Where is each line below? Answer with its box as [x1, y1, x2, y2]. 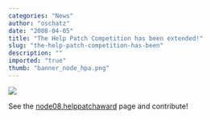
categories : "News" [8, 11, 74, 20]
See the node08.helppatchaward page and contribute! [8, 101, 188, 111]
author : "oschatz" [8, 19, 70, 27]
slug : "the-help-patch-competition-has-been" [8, 42, 163, 50]
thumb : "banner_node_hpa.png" [8, 64, 110, 72]
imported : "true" [8, 57, 67, 65]
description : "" [8, 49, 63, 57]
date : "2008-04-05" [8, 27, 74, 35]
